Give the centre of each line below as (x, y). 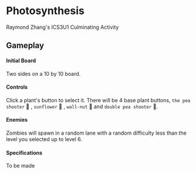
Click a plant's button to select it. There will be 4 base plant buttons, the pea (98, 100)
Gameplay (25, 46)
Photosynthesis (45, 11)
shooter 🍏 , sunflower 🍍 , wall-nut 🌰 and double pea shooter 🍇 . (82, 106)
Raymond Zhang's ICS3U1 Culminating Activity (62, 27)
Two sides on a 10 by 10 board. (43, 73)
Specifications (24, 153)
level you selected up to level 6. (44, 139)
